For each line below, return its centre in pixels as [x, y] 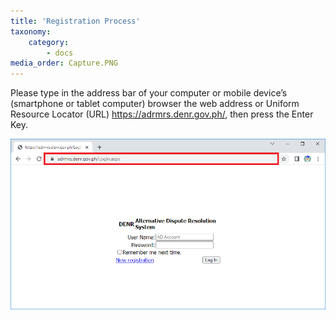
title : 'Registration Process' [75, 21]
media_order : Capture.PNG [64, 63]
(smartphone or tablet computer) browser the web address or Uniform [155, 104]
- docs [60, 53]
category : [49, 42]
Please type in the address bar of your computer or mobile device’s [149, 93]
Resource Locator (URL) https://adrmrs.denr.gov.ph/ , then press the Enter [162, 114]
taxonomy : [31, 31]
